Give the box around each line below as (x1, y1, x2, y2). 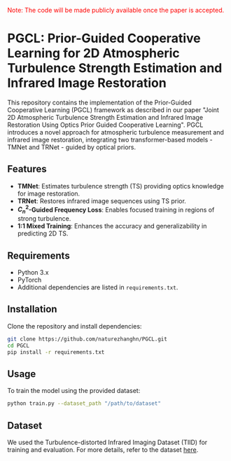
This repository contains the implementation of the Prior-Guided (7, 98, 192, 106)
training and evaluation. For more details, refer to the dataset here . (7, 445, 199, 454)
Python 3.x (17, 268, 49, 277)
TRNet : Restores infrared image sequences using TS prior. (17, 196, 187, 205)
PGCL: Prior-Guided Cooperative (7, 31, 201, 46)
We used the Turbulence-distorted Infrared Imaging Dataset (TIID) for (7, 438, 208, 446)
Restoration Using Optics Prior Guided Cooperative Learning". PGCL (7, 121, 204, 129)
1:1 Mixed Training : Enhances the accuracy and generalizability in (17, 222, 207, 230)
